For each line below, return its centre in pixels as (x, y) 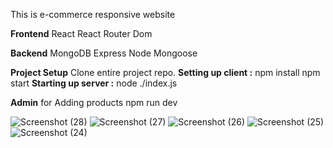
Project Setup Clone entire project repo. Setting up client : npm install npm (165, 72)
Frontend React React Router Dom (81, 33)
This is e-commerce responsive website (93, 14)
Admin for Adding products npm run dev (94, 102)
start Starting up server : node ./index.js (94, 83)
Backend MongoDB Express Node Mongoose (104, 53)
